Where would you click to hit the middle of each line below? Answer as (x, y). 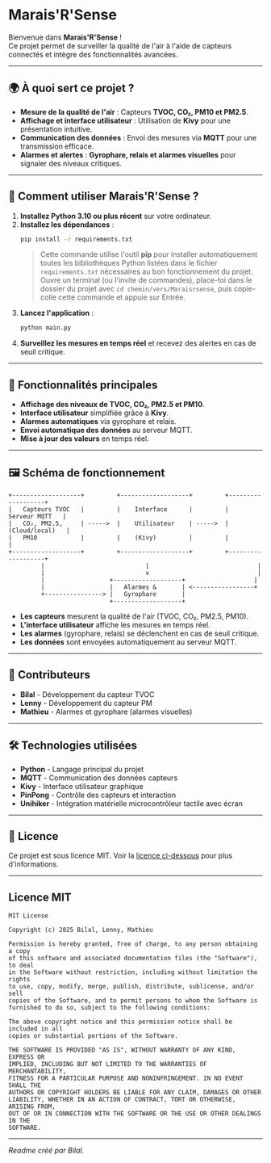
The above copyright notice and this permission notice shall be (120, 1022)
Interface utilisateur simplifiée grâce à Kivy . (94, 413)
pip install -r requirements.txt (76, 239)
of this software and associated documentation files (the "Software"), (133, 959)
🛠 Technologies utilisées (73, 746)
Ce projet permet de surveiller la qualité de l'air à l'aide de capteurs (120, 45)
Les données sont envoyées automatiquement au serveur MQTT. (128, 642)
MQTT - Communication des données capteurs (99, 778)
